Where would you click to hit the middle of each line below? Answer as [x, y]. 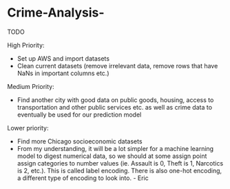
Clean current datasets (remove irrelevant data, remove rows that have [117, 66]
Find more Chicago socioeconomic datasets [80, 141]
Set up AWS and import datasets [63, 58]
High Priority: [26, 45]
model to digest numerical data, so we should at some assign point [112, 156]
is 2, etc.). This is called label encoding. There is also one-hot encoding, [119, 170]
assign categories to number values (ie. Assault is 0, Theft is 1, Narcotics [120, 163]
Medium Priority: [31, 86]
